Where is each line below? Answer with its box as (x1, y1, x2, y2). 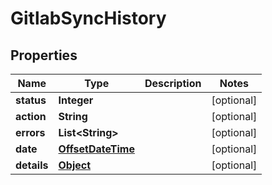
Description (144, 77, 202, 90)
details (15, 158, 49, 172)
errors (15, 126, 46, 139)
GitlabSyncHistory (10, 7, 167, 30)
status (15, 93, 47, 107)
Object (58, 158, 92, 172)
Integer (58, 93, 94, 107)
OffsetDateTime (58, 142, 135, 156)
